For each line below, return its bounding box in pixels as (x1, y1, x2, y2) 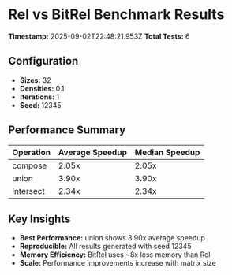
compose (12, 160, 47, 171)
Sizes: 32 (19, 75, 51, 84)
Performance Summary (8, 124, 126, 137)
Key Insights (8, 212, 71, 225)
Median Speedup (134, 147, 200, 158)
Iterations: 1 (19, 92, 60, 102)
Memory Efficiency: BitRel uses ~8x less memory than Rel (19, 250, 211, 259)
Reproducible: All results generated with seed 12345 (19, 242, 192, 251)
